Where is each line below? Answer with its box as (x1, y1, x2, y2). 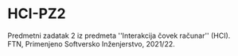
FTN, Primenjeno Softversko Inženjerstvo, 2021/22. (7, 39, 176, 48)
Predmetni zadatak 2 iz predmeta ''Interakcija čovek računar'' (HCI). (7, 31, 231, 40)
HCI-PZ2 (7, 5, 66, 23)
